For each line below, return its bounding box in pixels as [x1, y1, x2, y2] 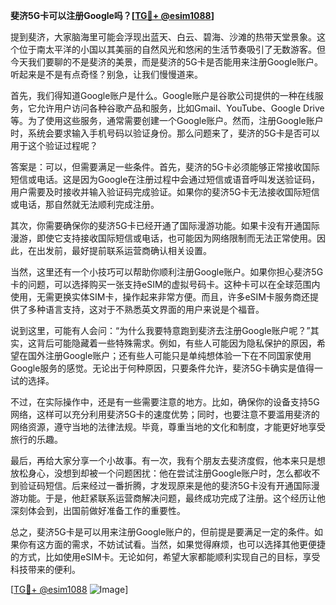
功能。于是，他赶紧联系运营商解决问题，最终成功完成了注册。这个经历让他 [18, 492, 326, 504]
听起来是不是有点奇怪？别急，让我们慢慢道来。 [10, 69, 203, 80]
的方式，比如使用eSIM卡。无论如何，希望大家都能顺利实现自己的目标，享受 [10, 551, 321, 563]
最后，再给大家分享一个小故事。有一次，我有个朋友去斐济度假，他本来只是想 [10, 455, 326, 466]
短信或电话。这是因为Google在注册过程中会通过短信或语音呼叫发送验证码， [10, 174, 321, 185]
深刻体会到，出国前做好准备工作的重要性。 [10, 505, 186, 516]
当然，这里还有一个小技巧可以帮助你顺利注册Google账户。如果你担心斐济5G [10, 266, 324, 278]
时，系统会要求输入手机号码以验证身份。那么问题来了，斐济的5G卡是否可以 [10, 127, 320, 139]
